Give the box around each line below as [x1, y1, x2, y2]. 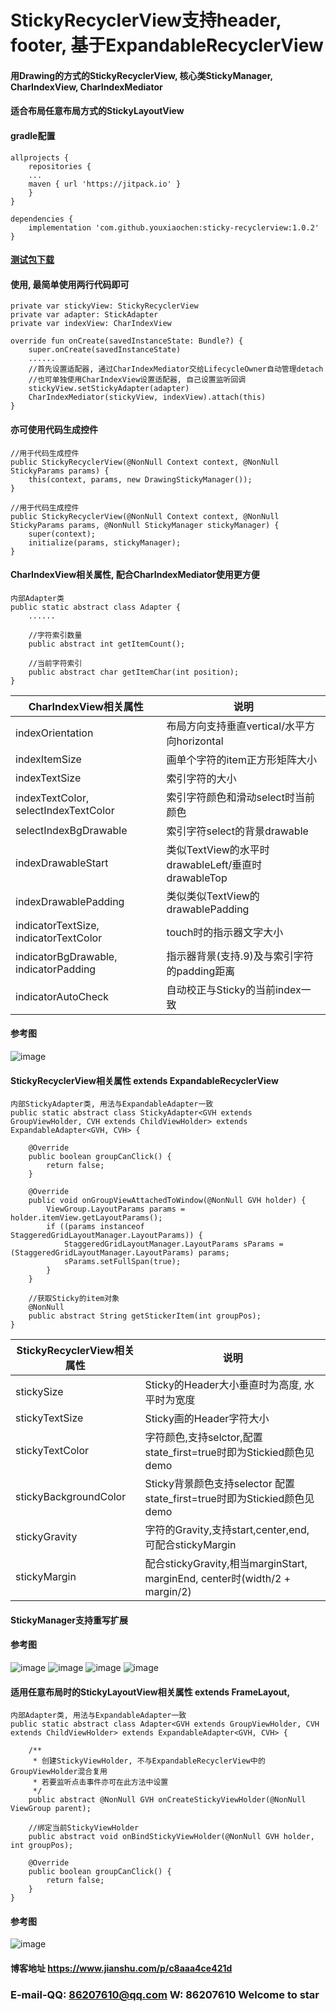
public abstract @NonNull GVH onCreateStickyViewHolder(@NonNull [28, 1795, 307, 1805]
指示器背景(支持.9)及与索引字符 [166, 949, 314, 963]
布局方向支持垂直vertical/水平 [166, 719, 305, 733]
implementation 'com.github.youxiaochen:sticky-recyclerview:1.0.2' [28, 222, 320, 233]
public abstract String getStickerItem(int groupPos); [28, 1311, 262, 1321]
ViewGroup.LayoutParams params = [46, 1204, 186, 1215]
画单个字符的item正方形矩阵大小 [166, 752, 317, 766]
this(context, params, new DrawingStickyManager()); [28, 474, 253, 485]
